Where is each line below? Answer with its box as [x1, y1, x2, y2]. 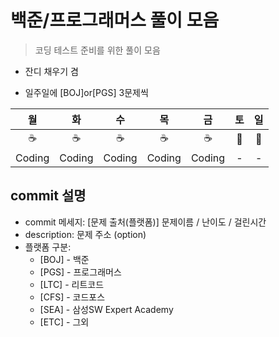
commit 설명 [10, 187, 87, 205]
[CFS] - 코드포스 [39, 291, 106, 303]
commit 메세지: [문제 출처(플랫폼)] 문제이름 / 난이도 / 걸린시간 [24, 216, 267, 228]
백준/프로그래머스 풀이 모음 [10, 9, 220, 32]
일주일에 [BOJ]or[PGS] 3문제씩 [24, 86, 149, 98]
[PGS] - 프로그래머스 [39, 266, 122, 278]
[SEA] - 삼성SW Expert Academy [39, 303, 174, 315]
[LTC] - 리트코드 [39, 278, 105, 290]
